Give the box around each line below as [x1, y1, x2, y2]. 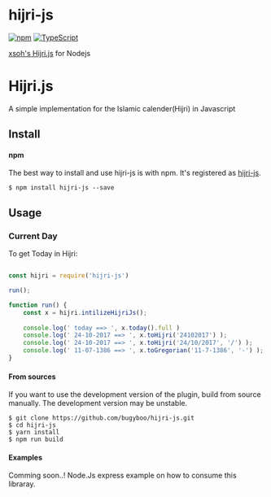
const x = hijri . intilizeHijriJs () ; [23, 308, 148, 316]
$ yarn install [8, 429, 60, 437]
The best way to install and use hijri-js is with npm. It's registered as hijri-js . [8, 168, 262, 178]
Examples [8, 452, 43, 462]
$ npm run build [8, 435, 63, 444]
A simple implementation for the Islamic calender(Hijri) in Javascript [8, 103, 236, 113]
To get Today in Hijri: [8, 249, 78, 259]
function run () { [8, 301, 68, 309]
